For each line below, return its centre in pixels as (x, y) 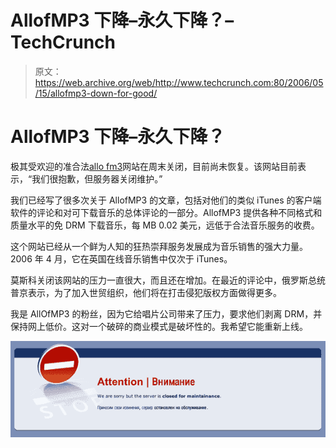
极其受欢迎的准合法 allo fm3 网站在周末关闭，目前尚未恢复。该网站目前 (154, 166)
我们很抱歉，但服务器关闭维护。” (97, 178)
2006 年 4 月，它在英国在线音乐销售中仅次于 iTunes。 (121, 258)
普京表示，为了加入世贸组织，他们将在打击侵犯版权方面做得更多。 (146, 292)
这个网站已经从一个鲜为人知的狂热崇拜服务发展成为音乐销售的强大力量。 (159, 246)
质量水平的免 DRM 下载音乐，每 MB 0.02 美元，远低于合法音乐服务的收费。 (165, 225)
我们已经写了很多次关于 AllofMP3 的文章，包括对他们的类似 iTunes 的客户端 (166, 200)
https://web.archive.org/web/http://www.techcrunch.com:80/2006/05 (179, 82)
